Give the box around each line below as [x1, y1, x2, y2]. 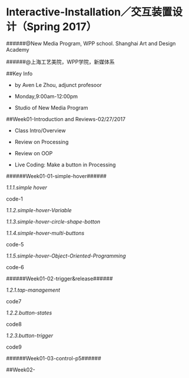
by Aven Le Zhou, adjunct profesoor [14, 81, 102, 88]
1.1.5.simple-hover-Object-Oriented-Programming [6, 252, 127, 259]
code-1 [6, 195, 24, 202]
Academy [6, 46, 29, 53]
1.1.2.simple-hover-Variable [6, 206, 72, 213]
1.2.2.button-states [6, 309, 52, 316]
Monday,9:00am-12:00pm [14, 92, 78, 100]
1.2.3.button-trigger [6, 332, 54, 339]
